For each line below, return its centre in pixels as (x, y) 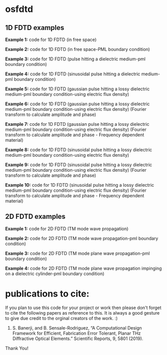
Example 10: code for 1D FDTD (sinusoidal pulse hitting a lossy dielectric (80, 185)
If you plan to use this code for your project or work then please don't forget (83, 308)
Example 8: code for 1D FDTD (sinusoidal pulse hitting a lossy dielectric (79, 150)
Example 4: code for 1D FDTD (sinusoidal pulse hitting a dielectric (73, 74)
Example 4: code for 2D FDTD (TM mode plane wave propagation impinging (83, 268)
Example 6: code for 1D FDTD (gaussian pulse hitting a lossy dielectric (78, 104)
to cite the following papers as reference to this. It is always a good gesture (83, 313)
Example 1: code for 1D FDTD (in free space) (51, 39)
